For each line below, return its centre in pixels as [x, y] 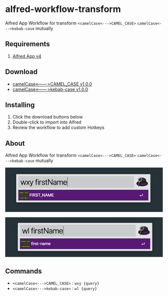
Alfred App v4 [27, 56]
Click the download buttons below [47, 117]
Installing [20, 105]
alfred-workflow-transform [63, 9]
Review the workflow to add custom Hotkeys [58, 127]
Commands [24, 271]
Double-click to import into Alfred [47, 122]
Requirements [27, 44]
